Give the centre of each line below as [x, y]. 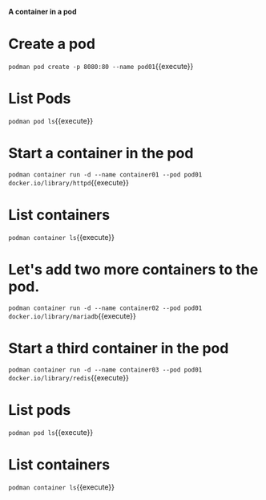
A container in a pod [43, 12]
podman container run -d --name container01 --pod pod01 [105, 175]
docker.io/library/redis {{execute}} [69, 377]
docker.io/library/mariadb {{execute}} [72, 315]
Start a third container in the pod [119, 348]
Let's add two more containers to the [133, 269]
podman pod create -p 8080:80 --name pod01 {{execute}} [101, 66]
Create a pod [52, 44]
